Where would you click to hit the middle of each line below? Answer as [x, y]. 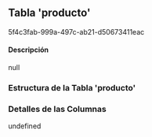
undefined [25, 126]
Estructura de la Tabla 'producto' [72, 87]
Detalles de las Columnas [58, 109]
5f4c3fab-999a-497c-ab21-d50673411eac [76, 31]
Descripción [29, 50]
